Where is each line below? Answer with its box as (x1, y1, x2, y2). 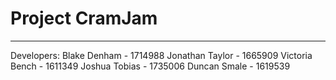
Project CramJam (10, 7, 158, 30)
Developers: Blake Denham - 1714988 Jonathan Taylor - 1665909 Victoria (10, 49, 313, 61)
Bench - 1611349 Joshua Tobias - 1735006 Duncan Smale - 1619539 (10, 60, 291, 72)
